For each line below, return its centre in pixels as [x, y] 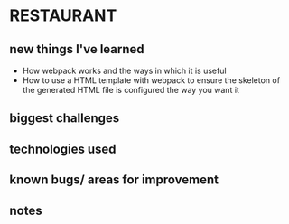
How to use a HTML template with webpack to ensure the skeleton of [151, 80]
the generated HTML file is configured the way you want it [131, 90]
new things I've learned [77, 49]
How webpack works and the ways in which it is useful [125, 70]
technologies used [63, 149]
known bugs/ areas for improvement [114, 180]
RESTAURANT [63, 16]
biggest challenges [65, 118]
